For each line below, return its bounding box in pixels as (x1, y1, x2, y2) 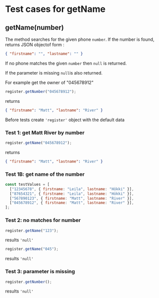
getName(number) (5, 23, 64, 32)
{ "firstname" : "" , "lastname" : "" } (5, 51, 83, 56)
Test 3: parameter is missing (5, 268, 75, 275)
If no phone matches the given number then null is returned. (5, 60, 127, 66)
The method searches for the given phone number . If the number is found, (5, 36, 155, 42)
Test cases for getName (5, 3, 106, 15)
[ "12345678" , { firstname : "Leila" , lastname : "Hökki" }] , (9, 186, 134, 192)
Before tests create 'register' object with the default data (5, 117, 125, 123)
